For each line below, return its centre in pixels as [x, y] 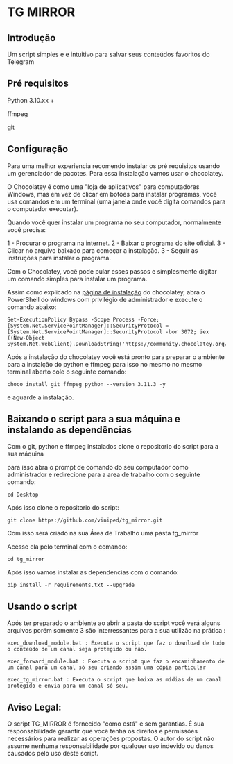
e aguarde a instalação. [41, 397]
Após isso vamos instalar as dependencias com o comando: [93, 572]
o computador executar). [43, 208]
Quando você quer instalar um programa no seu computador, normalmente [114, 222]
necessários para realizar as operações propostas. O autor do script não [111, 739]
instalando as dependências [69, 430]
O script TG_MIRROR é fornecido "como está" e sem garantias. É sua [106, 724]
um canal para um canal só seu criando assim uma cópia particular [107, 667]
